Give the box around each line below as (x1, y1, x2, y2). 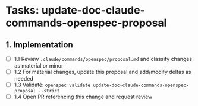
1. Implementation (5, 40, 73, 50)
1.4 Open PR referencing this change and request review (14, 93, 153, 101)
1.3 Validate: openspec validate (14, 81, 91, 89)
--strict (38, 88, 60, 94)
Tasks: (5, 4, 39, 17)
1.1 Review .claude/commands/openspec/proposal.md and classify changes (14, 56, 193, 62)
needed (14, 75, 33, 82)
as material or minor (14, 62, 64, 69)
